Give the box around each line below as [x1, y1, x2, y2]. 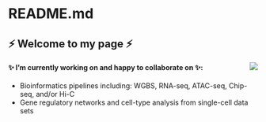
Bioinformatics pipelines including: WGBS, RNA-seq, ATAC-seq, [19, 80, 227, 91]
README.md [8, 5, 94, 23]
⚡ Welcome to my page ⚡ [8, 37, 133, 50]
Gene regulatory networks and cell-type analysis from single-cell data [19, 98, 249, 107]
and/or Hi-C [35, 89, 75, 98]
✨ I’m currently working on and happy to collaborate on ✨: [8, 63, 203, 72]
